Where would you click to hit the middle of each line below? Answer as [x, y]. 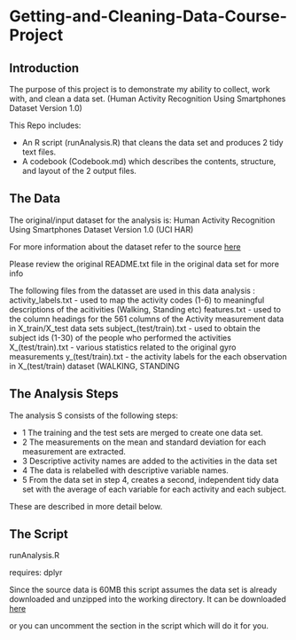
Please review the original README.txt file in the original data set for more [144, 264]
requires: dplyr [36, 573]
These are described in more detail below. [86, 506]
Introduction [44, 68]
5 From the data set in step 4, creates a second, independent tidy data [150, 479]
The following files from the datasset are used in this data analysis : [132, 290]
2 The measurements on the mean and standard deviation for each [144, 442]
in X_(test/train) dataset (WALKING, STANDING [94, 366]
